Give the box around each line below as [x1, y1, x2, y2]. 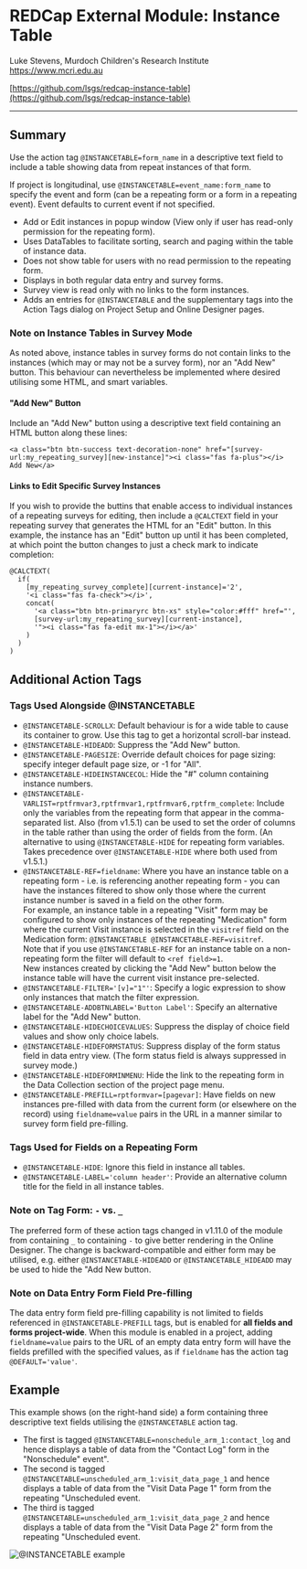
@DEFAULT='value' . [9, 1356, 78, 1367]
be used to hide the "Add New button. [9, 1264, 152, 1275]
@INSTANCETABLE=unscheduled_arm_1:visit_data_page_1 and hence [22, 1473, 270, 1484]
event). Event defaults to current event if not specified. [9, 198, 216, 209]
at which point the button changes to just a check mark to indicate [9, 539, 259, 550]
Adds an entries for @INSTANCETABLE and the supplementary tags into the [22, 294, 294, 304]
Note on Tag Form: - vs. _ [9, 1204, 123, 1217]
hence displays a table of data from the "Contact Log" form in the [22, 1444, 270, 1455]
